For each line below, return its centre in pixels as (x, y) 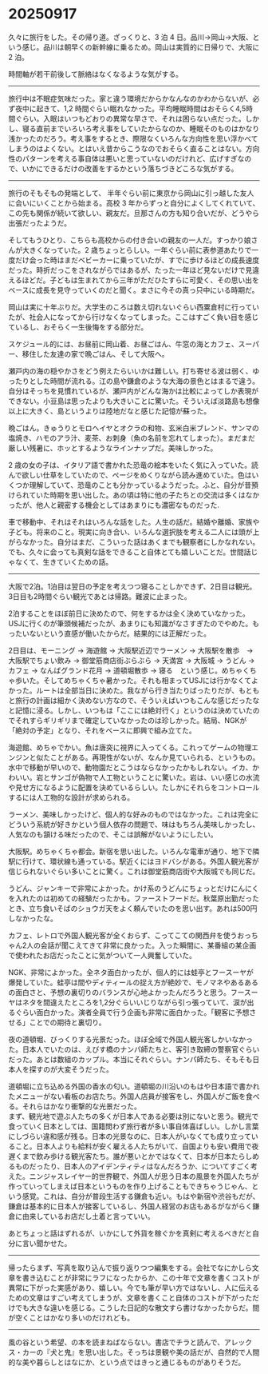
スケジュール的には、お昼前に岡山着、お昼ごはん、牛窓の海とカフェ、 (124, 344)
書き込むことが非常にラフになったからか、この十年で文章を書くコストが (141, 1277)
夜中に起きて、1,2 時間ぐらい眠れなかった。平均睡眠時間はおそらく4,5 (130, 108)
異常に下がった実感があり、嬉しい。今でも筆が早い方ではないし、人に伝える (134, 1288)
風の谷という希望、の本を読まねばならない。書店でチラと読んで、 (116, 1342)
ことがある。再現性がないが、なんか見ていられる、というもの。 (155, 757)
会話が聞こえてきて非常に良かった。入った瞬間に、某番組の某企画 (148, 945)
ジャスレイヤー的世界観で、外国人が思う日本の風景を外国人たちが (151, 1176)
